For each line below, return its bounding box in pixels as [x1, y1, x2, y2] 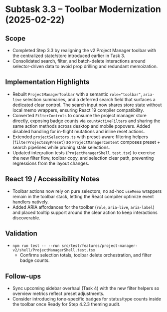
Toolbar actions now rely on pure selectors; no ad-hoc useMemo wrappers [12, 188, 162, 194]
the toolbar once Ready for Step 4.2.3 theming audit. [12, 301, 121, 307]
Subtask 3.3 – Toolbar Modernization [5, 4, 161, 15]
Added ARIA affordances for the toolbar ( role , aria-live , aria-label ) [12, 204, 155, 210]
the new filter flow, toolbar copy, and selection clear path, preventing [12, 155, 154, 161]
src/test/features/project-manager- [61, 243, 138, 248]
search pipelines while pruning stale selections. [12, 144, 110, 150]
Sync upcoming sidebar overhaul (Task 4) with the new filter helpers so [12, 285, 160, 291]
